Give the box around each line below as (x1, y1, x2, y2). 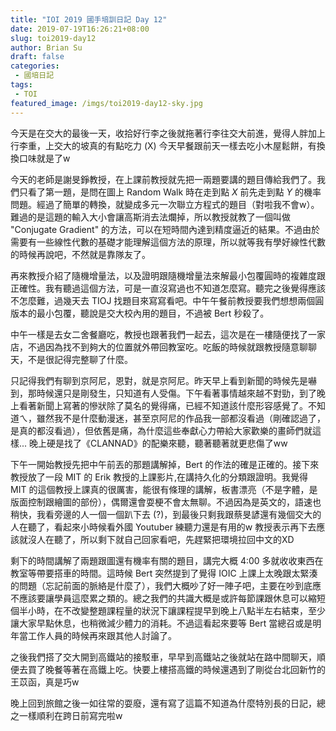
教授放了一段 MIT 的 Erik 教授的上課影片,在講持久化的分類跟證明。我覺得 (10, 471, 309, 483)
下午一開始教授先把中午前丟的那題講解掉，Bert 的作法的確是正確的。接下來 (10, 458, 320, 470)
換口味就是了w (10, 152, 71, 164)
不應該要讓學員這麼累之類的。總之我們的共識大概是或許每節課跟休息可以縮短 (10, 592, 326, 604)
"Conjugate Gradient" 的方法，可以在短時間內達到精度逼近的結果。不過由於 (10, 223, 321, 235)
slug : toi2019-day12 (10, 33, 97, 43)
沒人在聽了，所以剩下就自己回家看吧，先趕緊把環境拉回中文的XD (27, 533, 295, 545)
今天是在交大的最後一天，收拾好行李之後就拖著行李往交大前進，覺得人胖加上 (10, 127, 326, 139)
